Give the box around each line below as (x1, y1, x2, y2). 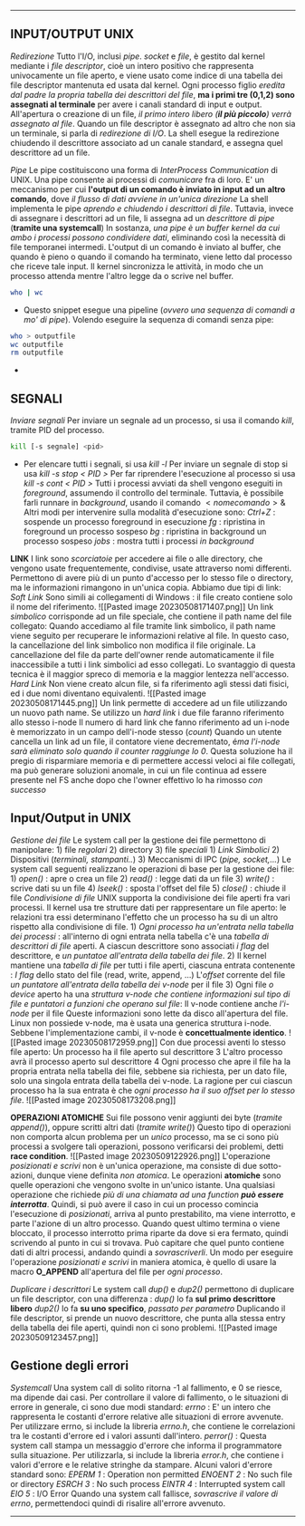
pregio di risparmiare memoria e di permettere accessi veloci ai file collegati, (10, 756, 296, 766)
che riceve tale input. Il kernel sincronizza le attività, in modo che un (10, 260, 263, 272)
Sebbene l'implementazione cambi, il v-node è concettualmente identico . (10, 1027, 288, 1038)
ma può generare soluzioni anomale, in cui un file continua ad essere (10, 765, 267, 776)
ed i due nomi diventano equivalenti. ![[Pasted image (10, 688, 206, 699)
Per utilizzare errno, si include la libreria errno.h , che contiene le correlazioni (10, 1420, 296, 1432)
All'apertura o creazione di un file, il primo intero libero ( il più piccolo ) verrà (10, 108, 292, 119)
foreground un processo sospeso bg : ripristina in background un (23, 526, 267, 536)
